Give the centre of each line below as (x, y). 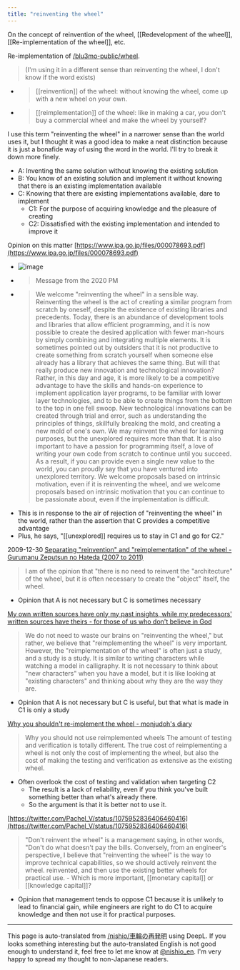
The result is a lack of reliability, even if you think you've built (118, 789)
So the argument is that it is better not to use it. (97, 804)
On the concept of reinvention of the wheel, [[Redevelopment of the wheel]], (120, 34)
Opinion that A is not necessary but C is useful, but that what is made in (123, 702)
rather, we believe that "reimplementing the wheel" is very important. (126, 643)
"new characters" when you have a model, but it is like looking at (120, 673)
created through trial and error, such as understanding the (121, 416)
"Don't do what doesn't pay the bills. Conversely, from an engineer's (126, 847)
